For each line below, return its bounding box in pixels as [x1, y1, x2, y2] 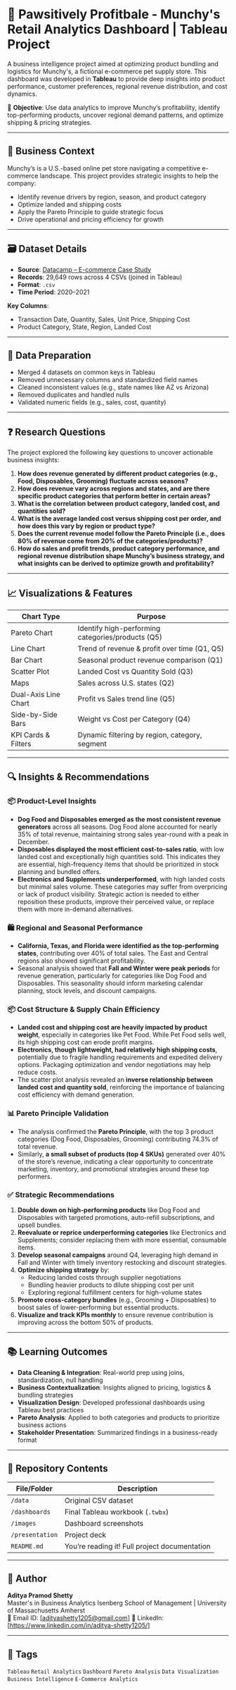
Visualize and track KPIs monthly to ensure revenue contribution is [17, 1310, 214, 1319]
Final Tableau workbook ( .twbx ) [64, 1507, 169, 1517]
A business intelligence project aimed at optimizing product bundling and [7, 59, 219, 68]
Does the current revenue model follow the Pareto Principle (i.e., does [17, 529, 225, 538]
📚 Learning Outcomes [7, 1346, 108, 1358]
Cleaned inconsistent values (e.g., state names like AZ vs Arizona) [17, 383, 209, 392]
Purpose [136, 612, 166, 621]
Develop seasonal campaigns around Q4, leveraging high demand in [17, 1250, 218, 1259]
